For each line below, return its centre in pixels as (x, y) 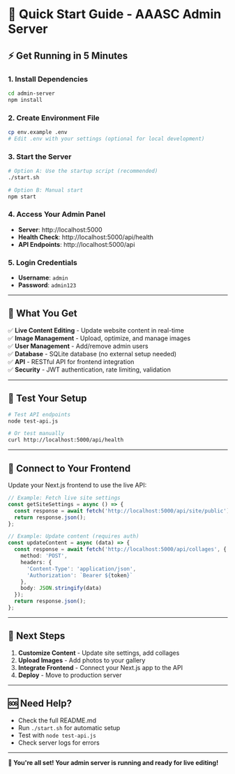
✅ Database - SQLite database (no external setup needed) (92, 354)
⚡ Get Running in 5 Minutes (68, 55)
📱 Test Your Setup (47, 399)
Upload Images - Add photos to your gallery (82, 660)
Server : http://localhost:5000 (60, 229)
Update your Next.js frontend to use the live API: (77, 485)
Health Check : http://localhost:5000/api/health (86, 237)
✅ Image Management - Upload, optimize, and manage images (99, 338)
